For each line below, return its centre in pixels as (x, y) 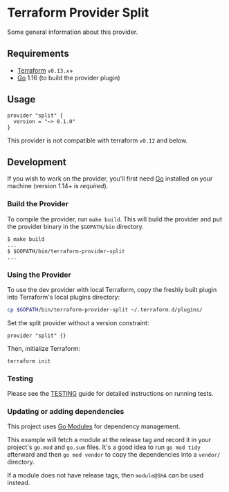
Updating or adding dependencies (66, 412)
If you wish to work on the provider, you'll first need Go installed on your (110, 179)
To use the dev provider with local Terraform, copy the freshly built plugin (112, 289)
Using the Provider (39, 275)
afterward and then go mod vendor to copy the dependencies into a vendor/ (114, 455)
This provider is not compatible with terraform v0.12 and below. (98, 140)
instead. (19, 483)
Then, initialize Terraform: (44, 348)
